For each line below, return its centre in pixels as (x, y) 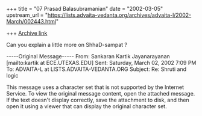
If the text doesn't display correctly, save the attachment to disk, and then (98, 100)
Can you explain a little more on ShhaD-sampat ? (67, 45)
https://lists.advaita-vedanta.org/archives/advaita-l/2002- (119, 15)
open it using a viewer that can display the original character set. (87, 106)
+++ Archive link (27, 33)
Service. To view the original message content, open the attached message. (101, 93)
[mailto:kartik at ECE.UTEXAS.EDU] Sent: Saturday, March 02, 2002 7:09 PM (101, 63)
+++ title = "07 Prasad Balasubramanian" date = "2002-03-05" (85, 9)
